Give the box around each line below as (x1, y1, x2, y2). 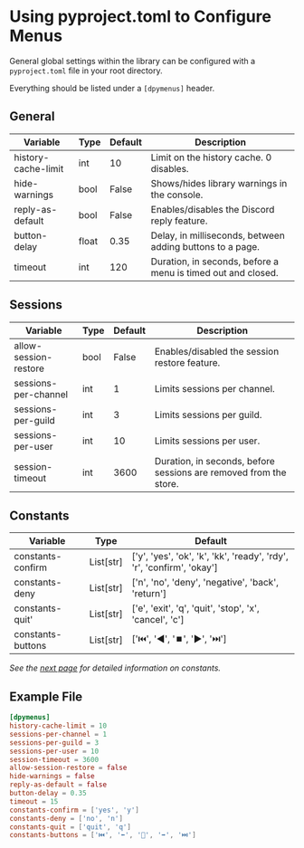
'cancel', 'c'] (131, 614, 185, 626)
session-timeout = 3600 (9, 755, 100, 764)
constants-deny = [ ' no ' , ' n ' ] (9, 814, 124, 823)
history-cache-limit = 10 (9, 721, 107, 730)
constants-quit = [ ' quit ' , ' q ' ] (9, 822, 131, 832)
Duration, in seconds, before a (150, 255, 279, 268)
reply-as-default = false (9, 780, 107, 789)
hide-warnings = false (9, 772, 95, 781)
